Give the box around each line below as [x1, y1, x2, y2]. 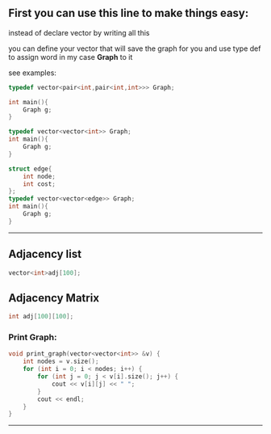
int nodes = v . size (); [23, 357, 99, 366]
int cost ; [23, 179, 56, 188]
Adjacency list [8, 247, 82, 261]
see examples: [8, 68, 56, 78]
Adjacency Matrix [8, 291, 99, 305]
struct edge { [8, 165, 52, 173]
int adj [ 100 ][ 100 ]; [8, 313, 74, 321]
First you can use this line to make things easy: [8, 6, 249, 20]
